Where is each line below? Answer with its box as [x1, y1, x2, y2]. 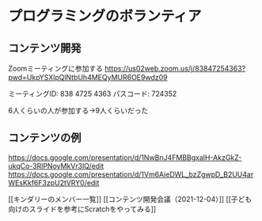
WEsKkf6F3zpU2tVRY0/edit [8, 177, 100, 187]
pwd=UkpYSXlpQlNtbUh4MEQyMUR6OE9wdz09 [8, 73, 168, 82]
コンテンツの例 [8, 131, 82, 145]
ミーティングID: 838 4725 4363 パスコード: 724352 [8, 89, 177, 98]
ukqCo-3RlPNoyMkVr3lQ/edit [8, 161, 104, 170]
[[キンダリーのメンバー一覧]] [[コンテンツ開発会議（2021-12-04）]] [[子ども [8, 194, 253, 204]
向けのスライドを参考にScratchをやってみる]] [8, 204, 157, 214]
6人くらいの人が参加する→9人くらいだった [8, 106, 149, 115]
